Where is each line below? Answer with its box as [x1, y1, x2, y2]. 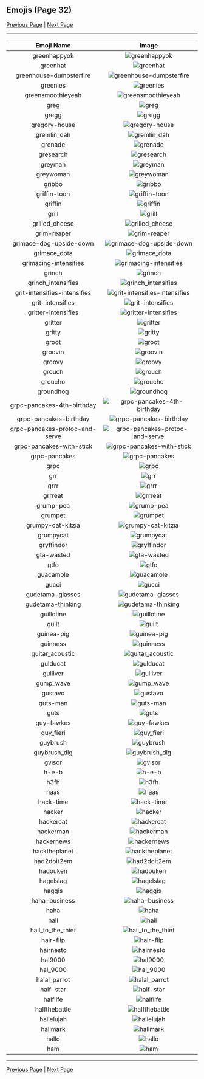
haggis [43, 886, 63, 895]
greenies [40, 81, 66, 89]
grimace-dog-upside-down [12, 239, 94, 247]
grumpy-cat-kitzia [26, 521, 81, 529]
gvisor [44, 758, 63, 767]
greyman [40, 160, 66, 168]
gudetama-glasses [25, 590, 81, 598]
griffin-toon [36, 190, 70, 198]
